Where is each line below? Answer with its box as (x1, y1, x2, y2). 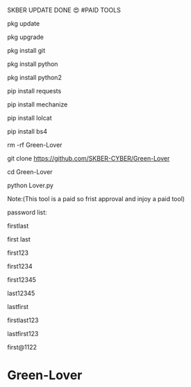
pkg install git (7, 47, 46, 54)
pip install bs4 (7, 127, 47, 135)
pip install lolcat (7, 114, 52, 122)
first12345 (7, 276, 37, 284)
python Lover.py (7, 181, 54, 189)
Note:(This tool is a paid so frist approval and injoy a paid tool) (7, 195, 185, 203)
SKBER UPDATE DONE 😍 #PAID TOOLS (7, 6, 122, 14)
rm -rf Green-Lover (7, 141, 63, 149)
